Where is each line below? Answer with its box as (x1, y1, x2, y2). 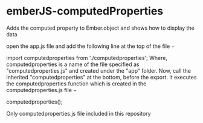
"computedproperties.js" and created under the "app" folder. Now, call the (6, 67, 192, 74)
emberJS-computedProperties (6, 4, 164, 18)
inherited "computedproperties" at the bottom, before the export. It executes (6, 73, 197, 81)
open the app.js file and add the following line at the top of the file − (6, 42, 175, 50)
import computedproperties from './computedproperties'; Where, (6, 54, 168, 61)
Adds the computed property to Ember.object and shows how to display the (6, 24, 195, 32)
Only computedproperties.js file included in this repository (6, 110, 151, 117)
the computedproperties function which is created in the (6, 80, 147, 87)
